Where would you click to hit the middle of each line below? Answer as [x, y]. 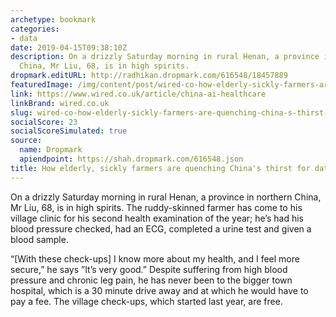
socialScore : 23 [44, 122]
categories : [35, 29]
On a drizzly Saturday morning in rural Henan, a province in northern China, [166, 197]
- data [24, 38]
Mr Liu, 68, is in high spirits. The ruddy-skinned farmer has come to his [156, 207]
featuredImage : [42, 85]
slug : [21, 112]
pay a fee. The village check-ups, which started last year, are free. [146, 301]
